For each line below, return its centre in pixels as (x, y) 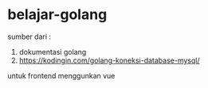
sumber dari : (29, 36)
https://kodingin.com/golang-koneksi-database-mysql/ (109, 60)
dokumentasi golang (53, 52)
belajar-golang (57, 15)
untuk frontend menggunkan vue (61, 75)
